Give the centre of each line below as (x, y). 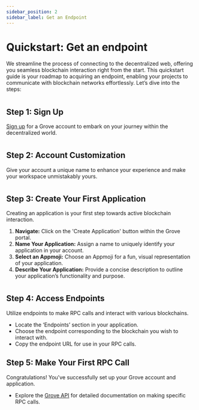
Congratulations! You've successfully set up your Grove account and (91, 377)
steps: (14, 89)
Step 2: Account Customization (66, 155)
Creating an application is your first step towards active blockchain (88, 213)
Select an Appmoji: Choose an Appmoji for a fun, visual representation (102, 257)
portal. (23, 237)
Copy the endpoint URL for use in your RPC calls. (76, 344)
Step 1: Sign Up (35, 112)
